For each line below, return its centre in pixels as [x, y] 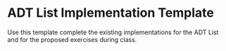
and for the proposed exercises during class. [72, 39]
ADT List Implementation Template [111, 13]
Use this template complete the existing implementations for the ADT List [113, 32]
